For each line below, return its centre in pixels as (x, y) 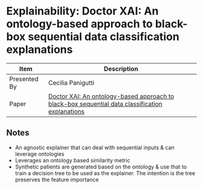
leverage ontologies (40, 154)
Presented (24, 78)
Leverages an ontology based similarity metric (72, 160)
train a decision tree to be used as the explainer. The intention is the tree (105, 173)
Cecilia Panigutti (71, 83)
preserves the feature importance (57, 179)
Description (121, 69)
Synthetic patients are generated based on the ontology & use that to (101, 167)
